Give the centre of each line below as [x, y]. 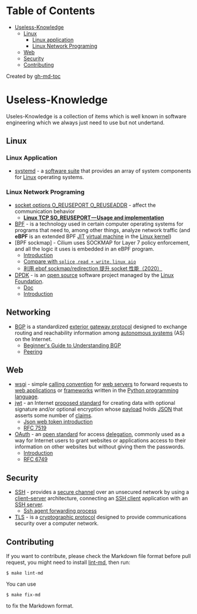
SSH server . [29, 504]
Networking [29, 313]
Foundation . [29, 281]
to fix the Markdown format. [40, 606]
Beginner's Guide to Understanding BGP [72, 345]
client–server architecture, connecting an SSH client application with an [101, 499]
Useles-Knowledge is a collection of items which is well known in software [96, 116]
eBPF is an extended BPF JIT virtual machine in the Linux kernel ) [93, 236]
